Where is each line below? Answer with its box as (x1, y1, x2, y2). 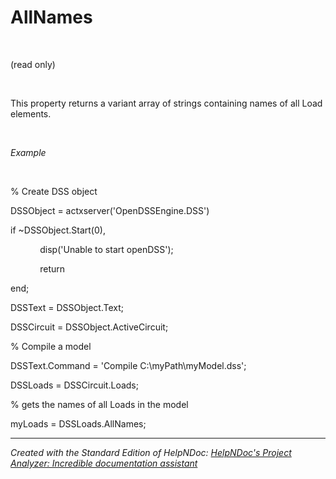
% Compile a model (10, 340, 92, 352)
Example (10, 146, 47, 158)
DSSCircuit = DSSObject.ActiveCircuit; (10, 321, 169, 333)
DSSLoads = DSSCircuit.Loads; (10, 379, 139, 391)
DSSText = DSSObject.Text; (10, 301, 124, 313)
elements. (10, 107, 52, 120)
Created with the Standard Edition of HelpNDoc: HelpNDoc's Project (10, 446, 292, 458)
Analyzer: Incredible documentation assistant (10, 457, 198, 469)
